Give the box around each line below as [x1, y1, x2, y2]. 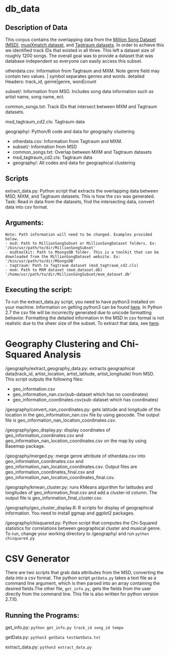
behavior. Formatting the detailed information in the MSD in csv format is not [5, 315, 164, 321]
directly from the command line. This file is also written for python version [5, 591, 159, 597]
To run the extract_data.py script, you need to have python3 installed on [5, 299, 155, 305]
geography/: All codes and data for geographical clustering [12, 160, 135, 166]
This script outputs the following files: [5, 376, 84, 382]
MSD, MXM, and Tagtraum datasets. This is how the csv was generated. [5, 193, 155, 199]
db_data [5, 3, 40, 15]
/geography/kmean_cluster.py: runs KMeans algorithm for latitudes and [5, 484, 153, 490]
